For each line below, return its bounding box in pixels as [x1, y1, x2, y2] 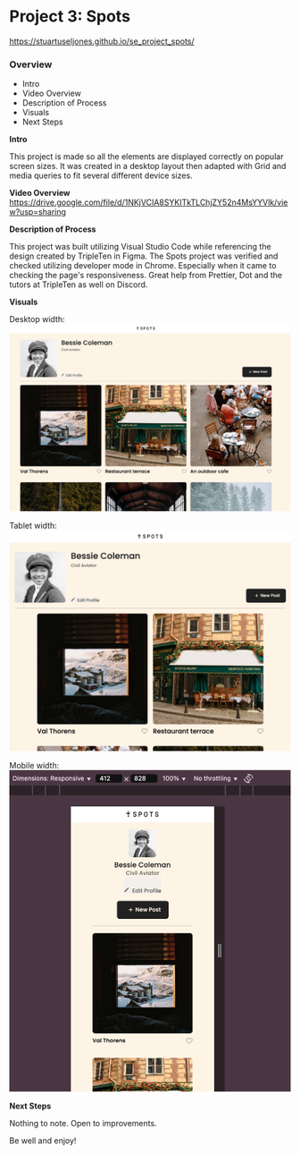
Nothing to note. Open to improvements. [9, 1118, 158, 1129]
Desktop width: [9, 314, 65, 325]
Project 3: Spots [9, 6, 131, 27]
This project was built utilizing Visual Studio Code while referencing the [9, 242, 271, 252]
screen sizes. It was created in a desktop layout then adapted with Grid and [9, 161, 287, 172]
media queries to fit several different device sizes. [9, 170, 194, 181]
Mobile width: [9, 760, 60, 771]
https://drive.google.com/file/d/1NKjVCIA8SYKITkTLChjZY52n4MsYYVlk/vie [9, 197, 288, 208]
